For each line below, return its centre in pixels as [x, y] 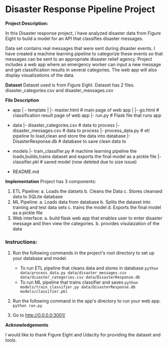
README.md [26, 171]
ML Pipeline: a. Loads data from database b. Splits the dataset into [81, 202]
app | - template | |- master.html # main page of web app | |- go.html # [86, 110]
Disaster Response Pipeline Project [80, 9]
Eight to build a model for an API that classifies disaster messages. [74, 38]
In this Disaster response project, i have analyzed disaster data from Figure [83, 33]
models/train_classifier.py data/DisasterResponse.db [78, 287]
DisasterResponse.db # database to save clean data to [69, 141]
